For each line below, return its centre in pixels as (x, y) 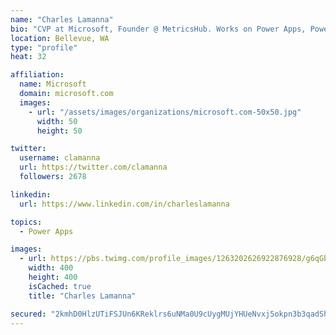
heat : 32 (28, 57)
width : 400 (51, 268)
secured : (28, 314)
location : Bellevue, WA (60, 38)
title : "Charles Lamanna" (82, 296)
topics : (26, 222)
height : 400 (53, 277)
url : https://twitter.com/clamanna (93, 167)
